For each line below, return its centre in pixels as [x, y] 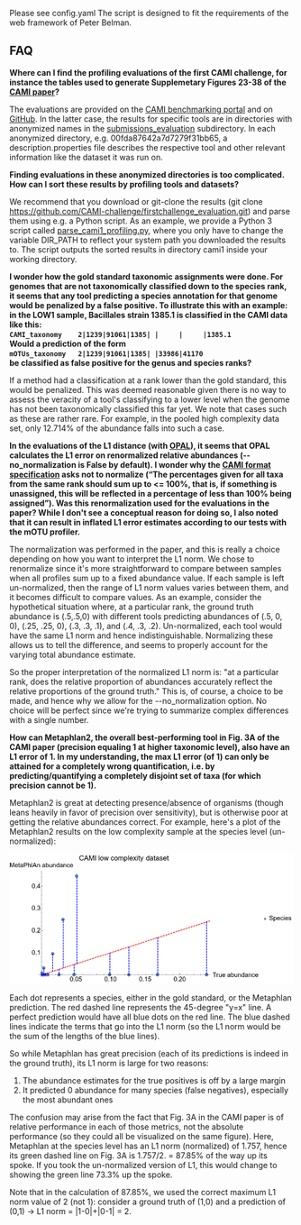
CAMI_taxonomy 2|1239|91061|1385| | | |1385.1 [120, 334]
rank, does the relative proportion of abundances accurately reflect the [141, 681]
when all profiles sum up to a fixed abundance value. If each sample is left [147, 578]
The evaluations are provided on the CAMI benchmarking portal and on [141, 109]
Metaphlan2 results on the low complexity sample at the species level [138, 831]
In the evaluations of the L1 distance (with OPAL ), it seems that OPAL [140, 445]
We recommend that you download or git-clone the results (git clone [136, 201]
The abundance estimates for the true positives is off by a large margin [154, 1080]
